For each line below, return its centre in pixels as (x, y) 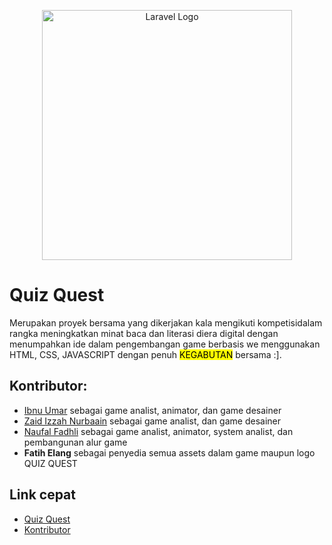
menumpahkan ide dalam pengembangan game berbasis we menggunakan (165, 344)
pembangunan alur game (75, 442)
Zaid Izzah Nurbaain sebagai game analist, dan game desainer (152, 421)
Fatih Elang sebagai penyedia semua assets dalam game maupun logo (169, 452)
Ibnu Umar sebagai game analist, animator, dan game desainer (152, 410)
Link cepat (42, 495)
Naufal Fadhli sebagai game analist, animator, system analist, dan (158, 431)
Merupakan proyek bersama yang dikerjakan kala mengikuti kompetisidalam (166, 322)
